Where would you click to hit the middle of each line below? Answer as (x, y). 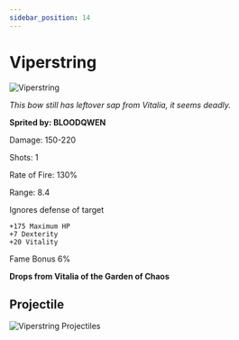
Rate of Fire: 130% (44, 175)
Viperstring (53, 62)
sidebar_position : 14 (50, 18)
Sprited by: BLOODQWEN (58, 122)
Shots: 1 (24, 157)
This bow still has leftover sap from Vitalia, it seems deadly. (120, 105)
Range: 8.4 (30, 192)
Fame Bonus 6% (40, 259)
